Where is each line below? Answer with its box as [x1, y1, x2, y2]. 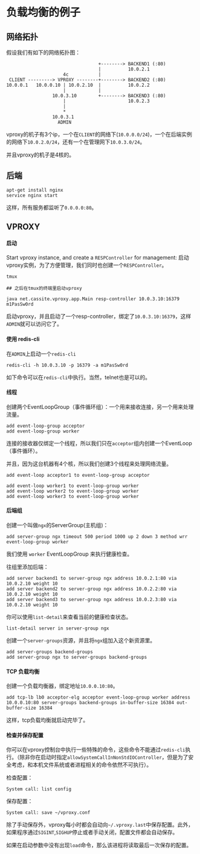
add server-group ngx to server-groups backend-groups [6, 654, 147, 661]
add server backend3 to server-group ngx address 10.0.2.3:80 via [6, 597, 177, 603]
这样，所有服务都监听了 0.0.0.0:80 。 [6, 204, 97, 211]
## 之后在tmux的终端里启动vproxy [6, 286, 83, 292]
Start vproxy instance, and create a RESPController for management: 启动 [6, 254, 189, 261]
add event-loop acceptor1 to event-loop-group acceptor [6, 472, 150, 478]
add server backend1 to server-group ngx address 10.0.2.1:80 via [6, 576, 177, 582]
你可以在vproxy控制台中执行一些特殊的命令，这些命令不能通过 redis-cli [6, 746, 185, 753]
